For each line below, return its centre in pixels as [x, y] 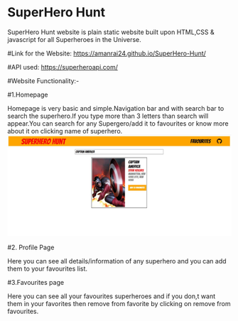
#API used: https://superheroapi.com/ [63, 67]
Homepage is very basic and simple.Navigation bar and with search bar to [116, 108]
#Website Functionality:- [43, 81]
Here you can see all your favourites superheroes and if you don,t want [112, 296]
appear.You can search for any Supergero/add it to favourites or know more [118, 123]
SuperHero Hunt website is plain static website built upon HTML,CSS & [111, 32]
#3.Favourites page [36, 282]
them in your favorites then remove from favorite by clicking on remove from [119, 303]
